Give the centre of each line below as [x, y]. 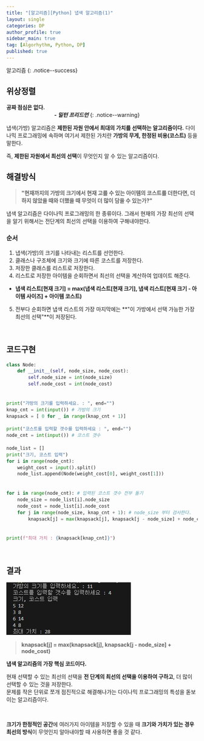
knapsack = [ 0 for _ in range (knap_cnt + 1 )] [66, 416]
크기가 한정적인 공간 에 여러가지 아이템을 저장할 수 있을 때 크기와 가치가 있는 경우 [100, 724]
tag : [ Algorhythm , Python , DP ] [46, 45]
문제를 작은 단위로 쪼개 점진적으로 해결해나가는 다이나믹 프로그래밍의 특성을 [96, 692]
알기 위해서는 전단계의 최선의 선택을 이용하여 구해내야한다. [81, 221]
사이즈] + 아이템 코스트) [54, 296]
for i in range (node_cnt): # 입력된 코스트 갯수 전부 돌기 [75, 494]
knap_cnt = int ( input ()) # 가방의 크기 [54, 409]
